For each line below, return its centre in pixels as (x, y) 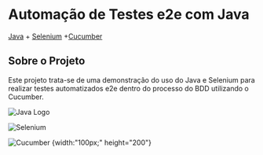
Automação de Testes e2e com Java (129, 15)
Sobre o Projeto (47, 61)
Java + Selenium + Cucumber (55, 36)
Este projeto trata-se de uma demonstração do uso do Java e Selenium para (131, 79)
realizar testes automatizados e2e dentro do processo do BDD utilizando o (129, 88)
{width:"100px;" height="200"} (102, 142)
